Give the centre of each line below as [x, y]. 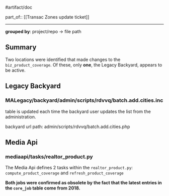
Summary [21, 47]
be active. [16, 70]
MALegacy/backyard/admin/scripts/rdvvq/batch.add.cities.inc [84, 100]
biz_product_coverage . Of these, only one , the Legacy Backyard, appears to [84, 64]
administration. [21, 117]
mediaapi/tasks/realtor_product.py [49, 157]
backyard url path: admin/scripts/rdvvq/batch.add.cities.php [68, 126]
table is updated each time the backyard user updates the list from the [78, 111]
